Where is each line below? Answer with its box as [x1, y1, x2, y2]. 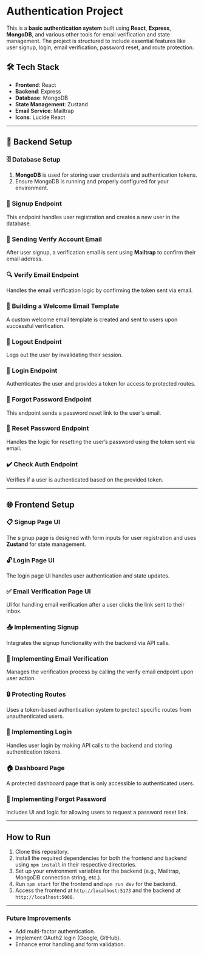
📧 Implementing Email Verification [6, 654, 109, 663]
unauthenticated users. [6, 712, 64, 720]
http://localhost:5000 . [15, 893, 75, 900]
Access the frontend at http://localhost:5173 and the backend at [15, 887, 181, 894]
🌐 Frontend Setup [6, 499, 75, 509]
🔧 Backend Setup [6, 137, 72, 147]
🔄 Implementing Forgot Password [6, 794, 106, 803]
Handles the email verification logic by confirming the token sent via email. [6, 287, 193, 294]
